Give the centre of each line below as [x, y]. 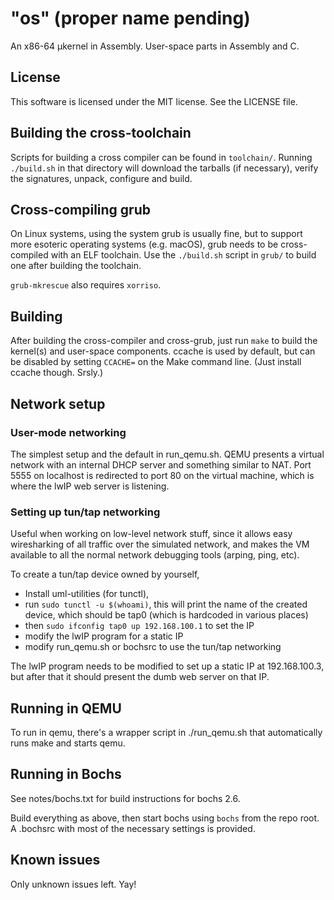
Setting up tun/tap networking [85, 512]
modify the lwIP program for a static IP [104, 636]
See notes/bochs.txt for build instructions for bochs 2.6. [125, 798]
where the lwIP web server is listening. [90, 486]
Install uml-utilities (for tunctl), [87, 594]
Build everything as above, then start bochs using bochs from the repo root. [165, 818]
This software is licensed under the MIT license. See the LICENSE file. [154, 101]
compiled [29, 255]
